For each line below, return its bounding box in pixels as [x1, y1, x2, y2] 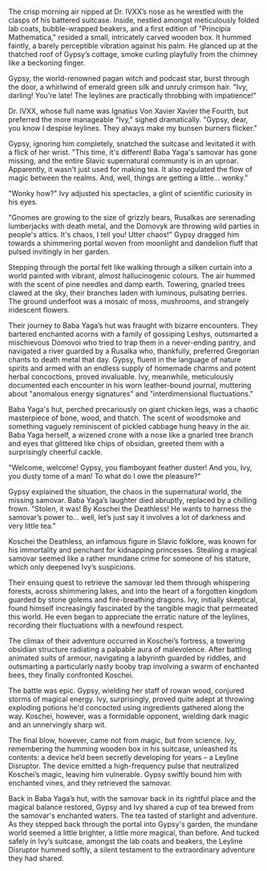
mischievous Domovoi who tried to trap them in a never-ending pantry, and [8, 337, 257, 347]
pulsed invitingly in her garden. [8, 247, 111, 256]
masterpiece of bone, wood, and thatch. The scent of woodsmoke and [8, 413, 241, 423]
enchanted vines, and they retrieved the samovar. [8, 779, 172, 787]
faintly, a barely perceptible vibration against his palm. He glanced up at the [8, 41, 258, 51]
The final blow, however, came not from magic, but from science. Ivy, [8, 735, 237, 745]
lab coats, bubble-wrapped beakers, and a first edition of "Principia [8, 24, 231, 33]
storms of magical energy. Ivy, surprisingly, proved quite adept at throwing [8, 694, 255, 704]
